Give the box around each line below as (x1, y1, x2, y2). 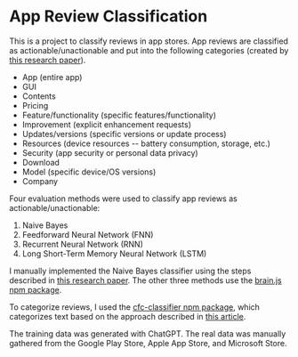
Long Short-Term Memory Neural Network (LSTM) (21, 247, 207, 259)
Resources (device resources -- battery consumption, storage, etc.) (21, 138, 271, 149)
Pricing (21, 100, 49, 110)
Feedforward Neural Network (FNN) (21, 229, 154, 239)
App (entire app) (21, 71, 83, 82)
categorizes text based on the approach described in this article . (9, 311, 246, 321)
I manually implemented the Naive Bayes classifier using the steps (9, 265, 252, 276)
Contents (21, 91, 56, 101)
